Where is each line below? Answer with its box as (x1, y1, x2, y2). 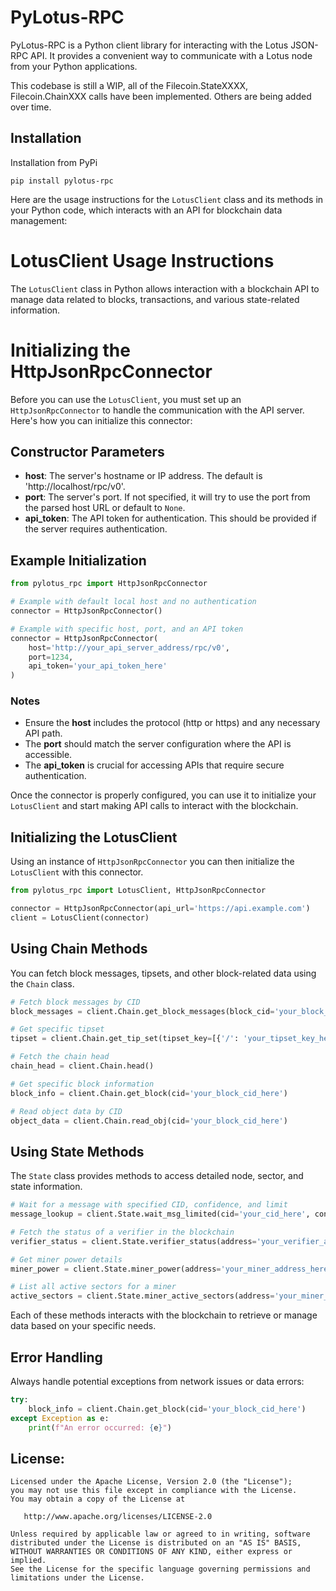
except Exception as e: (10, 1413, 110, 1423)
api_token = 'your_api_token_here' (28, 661, 168, 671)
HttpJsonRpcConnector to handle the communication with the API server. (10, 404, 305, 416)
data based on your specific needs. (10, 1320, 157, 1332)
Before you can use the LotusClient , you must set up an (10, 393, 242, 405)
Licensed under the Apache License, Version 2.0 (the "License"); (10, 1477, 293, 1487)
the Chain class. (10, 977, 75, 990)
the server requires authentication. (24, 523, 168, 535)
